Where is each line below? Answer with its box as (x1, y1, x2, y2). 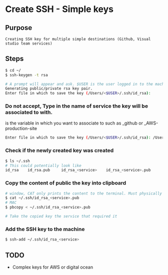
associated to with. (5, 109, 52, 116)
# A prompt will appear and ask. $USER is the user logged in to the (5, 81, 153, 86)
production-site (5, 125, 37, 131)
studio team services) (5, 41, 52, 46)
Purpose (5, 23, 32, 32)
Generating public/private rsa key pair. (5, 86, 93, 91)
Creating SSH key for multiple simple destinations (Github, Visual (5, 36, 151, 41)
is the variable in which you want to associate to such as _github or (5, 120, 143, 126)
